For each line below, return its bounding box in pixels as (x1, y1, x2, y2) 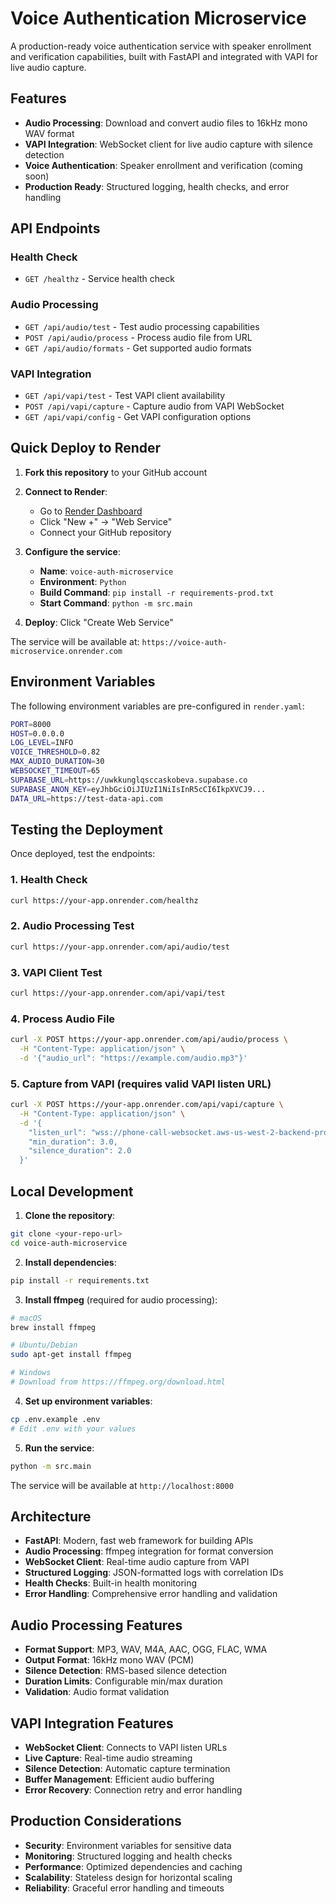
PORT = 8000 (10, 719, 52, 729)
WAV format (24, 127, 75, 139)
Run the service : (24, 1442, 95, 1454)
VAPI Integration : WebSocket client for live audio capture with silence (24, 138, 313, 150)
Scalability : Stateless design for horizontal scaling (24, 1871, 233, 1883)
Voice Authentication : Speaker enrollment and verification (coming (24, 159, 303, 171)
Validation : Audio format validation (24, 1686, 170, 1698)
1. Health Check (10, 873, 88, 887)
